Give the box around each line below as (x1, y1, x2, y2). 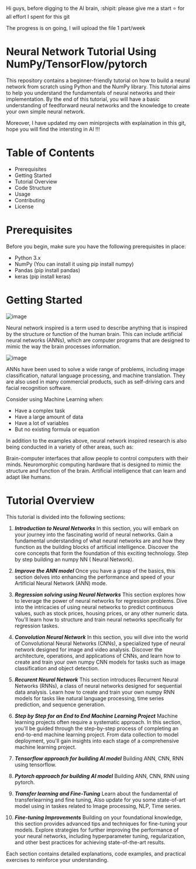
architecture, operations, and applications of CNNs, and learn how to (14, 652, 181, 659)
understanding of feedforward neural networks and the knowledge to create (6, 101, 190, 108)
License (14, 203, 34, 210)
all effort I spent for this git (6, 13, 70, 20)
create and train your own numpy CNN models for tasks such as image (14, 658, 185, 666)
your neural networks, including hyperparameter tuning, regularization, (14, 832, 185, 840)
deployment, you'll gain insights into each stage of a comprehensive (14, 737, 180, 744)
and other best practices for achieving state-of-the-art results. (14, 839, 166, 846)
